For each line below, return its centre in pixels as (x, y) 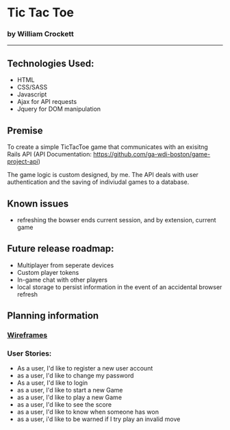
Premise (25, 130)
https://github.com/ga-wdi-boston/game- (152, 154)
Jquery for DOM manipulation (59, 109)
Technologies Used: (51, 63)
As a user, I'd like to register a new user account (85, 368)
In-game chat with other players (62, 280)
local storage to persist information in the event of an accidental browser (119, 287)
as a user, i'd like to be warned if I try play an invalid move (99, 419)
